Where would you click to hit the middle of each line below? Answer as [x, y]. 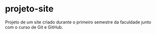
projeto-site [29, 9]
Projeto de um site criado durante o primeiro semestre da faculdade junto [78, 22]
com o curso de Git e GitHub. [34, 27]
